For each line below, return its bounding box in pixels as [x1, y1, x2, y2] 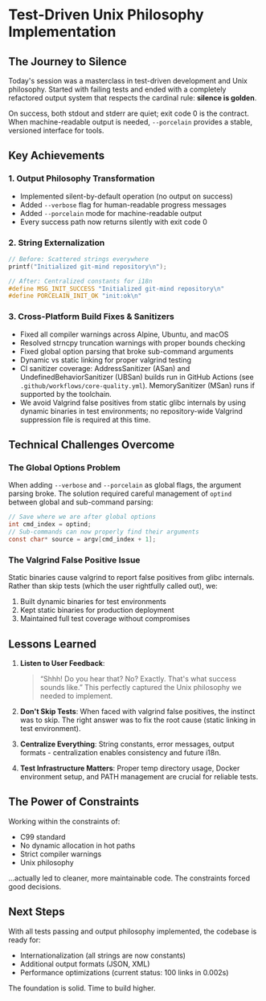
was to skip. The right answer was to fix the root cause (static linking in [19, 715, 256, 725]
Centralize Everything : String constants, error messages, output [19, 739, 235, 749]
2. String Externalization [8, 237, 105, 248]
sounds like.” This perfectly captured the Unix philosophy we [39, 682, 242, 692]
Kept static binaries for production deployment [19, 605, 174, 615]
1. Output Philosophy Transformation [8, 173, 155, 184]
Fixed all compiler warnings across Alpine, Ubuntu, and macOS [19, 329, 229, 339]
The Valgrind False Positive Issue [8, 554, 141, 566]
